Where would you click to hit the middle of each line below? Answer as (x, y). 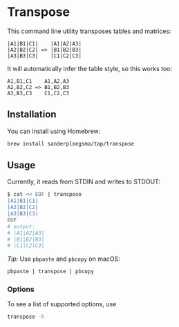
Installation (32, 115)
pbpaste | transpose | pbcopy (51, 272)
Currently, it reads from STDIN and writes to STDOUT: (84, 182)
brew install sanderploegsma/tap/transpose (71, 143)
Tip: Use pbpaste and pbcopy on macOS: (64, 259)
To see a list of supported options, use (62, 304)
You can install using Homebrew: (54, 131)
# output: (21, 226)
